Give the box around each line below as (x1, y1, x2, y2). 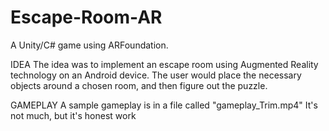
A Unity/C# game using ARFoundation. (10, 39, 169, 51)
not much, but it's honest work (10, 109, 137, 121)
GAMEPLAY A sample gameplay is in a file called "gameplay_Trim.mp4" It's (10, 99, 318, 111)
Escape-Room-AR (10, 6, 163, 29)
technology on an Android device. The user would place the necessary (10, 69, 302, 81)
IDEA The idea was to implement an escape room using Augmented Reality (10, 58, 319, 70)
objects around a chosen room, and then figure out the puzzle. (10, 79, 268, 91)
